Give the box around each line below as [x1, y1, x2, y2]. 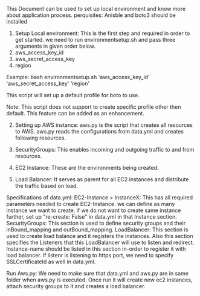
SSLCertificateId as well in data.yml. [6, 258, 96, 265]
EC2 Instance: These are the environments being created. [15, 164, 159, 171]
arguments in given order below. [15, 42, 95, 50]
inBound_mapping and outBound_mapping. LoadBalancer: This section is [6, 226, 189, 233]
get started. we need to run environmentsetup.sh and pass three [15, 36, 176, 43]
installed [6, 18, 28, 25]
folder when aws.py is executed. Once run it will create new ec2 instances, [6, 276, 193, 283]
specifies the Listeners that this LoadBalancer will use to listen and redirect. [6, 239, 195, 246]
